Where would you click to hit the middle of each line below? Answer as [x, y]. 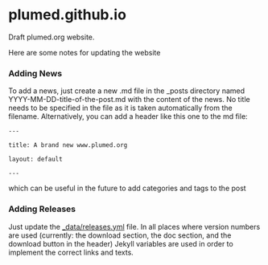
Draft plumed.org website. [52, 37]
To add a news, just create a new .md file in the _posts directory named [127, 91]
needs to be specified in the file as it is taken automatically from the [120, 108]
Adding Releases [42, 209]
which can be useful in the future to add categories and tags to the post [128, 188]
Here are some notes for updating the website [85, 52]
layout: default [35, 159]
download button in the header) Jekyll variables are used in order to [121, 243]
